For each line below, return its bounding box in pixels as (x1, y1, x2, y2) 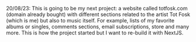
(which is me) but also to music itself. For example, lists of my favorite (6, 17, 175, 24)
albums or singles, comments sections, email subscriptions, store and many (6, 23, 190, 30)
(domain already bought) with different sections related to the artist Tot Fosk (6, 11, 191, 18)
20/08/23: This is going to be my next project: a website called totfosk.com (6, 5, 188, 12)
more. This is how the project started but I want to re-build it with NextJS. (6, 29, 184, 36)
